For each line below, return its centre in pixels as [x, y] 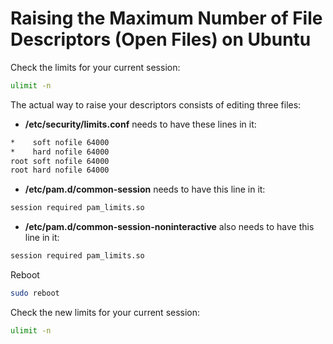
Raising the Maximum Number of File [166, 18]
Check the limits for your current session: [95, 67]
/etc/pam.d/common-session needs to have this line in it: [145, 189]
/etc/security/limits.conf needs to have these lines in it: [140, 124]
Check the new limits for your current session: [105, 312]
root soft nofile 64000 [60, 161]
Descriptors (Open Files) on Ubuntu [161, 39]
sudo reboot [35, 293]
